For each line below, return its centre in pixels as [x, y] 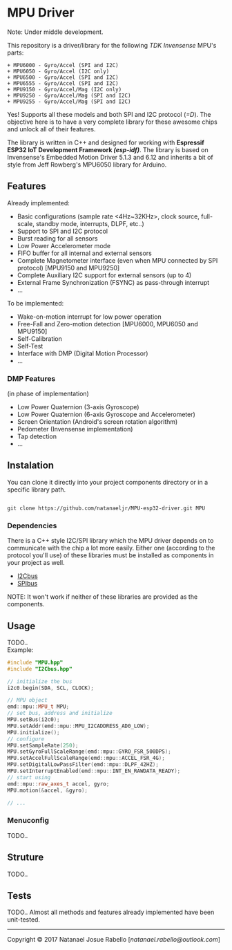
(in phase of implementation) [48, 394]
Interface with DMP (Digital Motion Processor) [83, 353]
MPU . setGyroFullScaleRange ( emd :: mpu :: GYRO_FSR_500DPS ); [89, 752]
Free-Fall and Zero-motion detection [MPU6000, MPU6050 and [107, 324]
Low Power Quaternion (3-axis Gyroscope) [78, 407]
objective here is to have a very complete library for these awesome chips [112, 122]
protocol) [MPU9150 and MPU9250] [68, 268]
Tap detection [37, 436]
